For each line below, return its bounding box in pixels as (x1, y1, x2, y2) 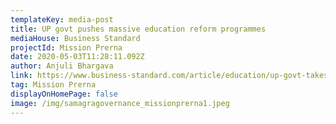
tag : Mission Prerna (10, 80, 97, 90)
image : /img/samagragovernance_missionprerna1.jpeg (10, 98, 230, 108)
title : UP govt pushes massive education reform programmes (10, 24, 267, 34)
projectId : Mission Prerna (10, 42, 123, 53)
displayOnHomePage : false (10, 89, 118, 99)
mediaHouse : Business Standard (10, 33, 141, 43)
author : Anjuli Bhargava (10, 61, 114, 71)
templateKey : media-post (10, 14, 114, 25)
